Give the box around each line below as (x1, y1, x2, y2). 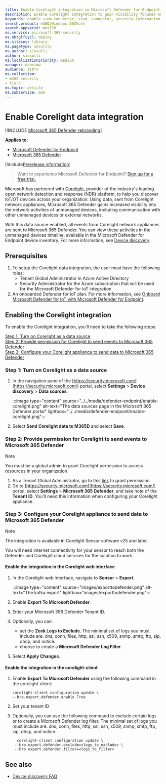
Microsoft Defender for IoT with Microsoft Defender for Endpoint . (12, 296, 145, 302)
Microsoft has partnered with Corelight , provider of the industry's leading (5, 186, 154, 192)
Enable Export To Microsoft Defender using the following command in (12, 675, 156, 682)
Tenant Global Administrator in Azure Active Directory (19, 275, 129, 282)
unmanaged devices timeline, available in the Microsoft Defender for (5, 232, 144, 238)
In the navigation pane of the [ (12, 378, 74, 384)
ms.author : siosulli (5, 48, 48, 53)
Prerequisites (5, 251, 47, 260)
